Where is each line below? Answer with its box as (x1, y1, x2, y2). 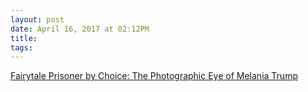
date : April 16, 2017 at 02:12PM (10, 24, 150, 34)
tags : (10, 42, 33, 53)
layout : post (10, 14, 65, 25)
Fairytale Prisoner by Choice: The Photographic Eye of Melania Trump (10, 70, 298, 82)
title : (10, 33, 38, 43)
